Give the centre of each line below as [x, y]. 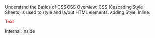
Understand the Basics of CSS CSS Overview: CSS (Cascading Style [74, 7]
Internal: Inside [20, 31]
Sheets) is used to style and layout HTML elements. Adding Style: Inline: [78, 12]
